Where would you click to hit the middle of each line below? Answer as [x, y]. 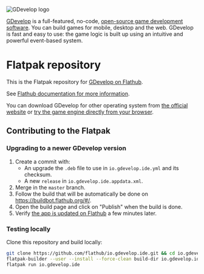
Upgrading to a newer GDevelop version [66, 148]
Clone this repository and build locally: [54, 242]
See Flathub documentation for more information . [68, 94]
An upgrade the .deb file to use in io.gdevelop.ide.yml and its [101, 168]
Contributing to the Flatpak [58, 131]
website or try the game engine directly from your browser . [80, 112]
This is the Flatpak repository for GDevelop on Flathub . [75, 81]
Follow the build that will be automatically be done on [82, 194]
